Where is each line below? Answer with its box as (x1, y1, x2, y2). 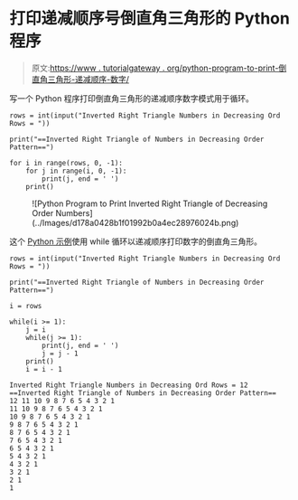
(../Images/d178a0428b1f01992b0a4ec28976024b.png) (32, 217, 239, 228)
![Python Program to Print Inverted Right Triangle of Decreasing (32, 198, 268, 209)
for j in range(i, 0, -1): (25, 166, 127, 175)
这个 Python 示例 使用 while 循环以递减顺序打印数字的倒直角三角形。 (9, 236, 262, 247)
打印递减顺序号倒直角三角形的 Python (9, 8, 291, 29)
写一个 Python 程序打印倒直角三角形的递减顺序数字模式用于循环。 (9, 92, 255, 104)
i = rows (9, 301, 42, 310)
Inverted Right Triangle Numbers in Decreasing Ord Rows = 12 (9, 381, 248, 390)
